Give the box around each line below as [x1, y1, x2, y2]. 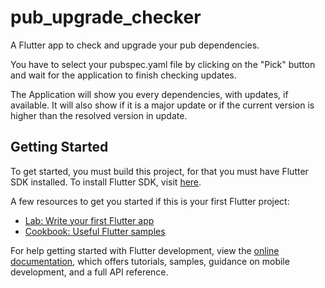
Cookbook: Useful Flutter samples [24, 225, 166, 237]
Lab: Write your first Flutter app [24, 214, 155, 226]
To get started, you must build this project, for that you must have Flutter [10, 165, 309, 177]
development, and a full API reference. [10, 266, 169, 278]
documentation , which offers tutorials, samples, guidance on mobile [10, 255, 290, 267]
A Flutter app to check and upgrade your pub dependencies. [10, 39, 260, 51]
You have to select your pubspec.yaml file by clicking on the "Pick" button [10, 58, 316, 70]
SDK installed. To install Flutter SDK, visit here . [10, 176, 202, 188]
